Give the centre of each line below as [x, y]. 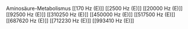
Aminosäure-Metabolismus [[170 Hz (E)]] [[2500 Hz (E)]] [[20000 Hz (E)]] [95, 8]
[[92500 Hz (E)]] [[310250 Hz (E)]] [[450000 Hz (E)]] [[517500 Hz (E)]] [91, 14]
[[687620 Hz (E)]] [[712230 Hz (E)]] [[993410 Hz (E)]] [70, 21]
